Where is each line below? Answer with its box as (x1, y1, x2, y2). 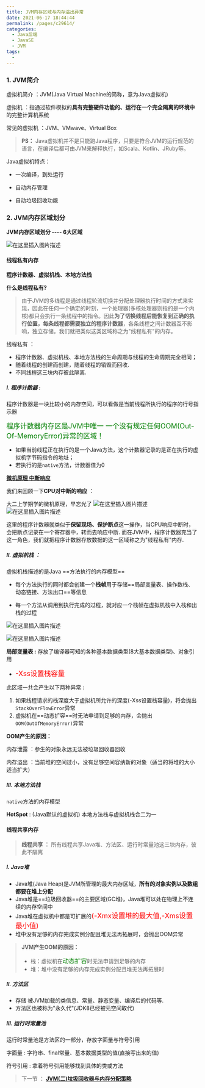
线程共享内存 (6, 826, 38, 833)
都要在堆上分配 (15, 887, 53, 895)
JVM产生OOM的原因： (21, 943, 79, 951)
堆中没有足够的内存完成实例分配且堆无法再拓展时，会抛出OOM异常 (15, 930, 184, 937)
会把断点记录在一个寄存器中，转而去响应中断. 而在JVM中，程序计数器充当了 (6, 528, 198, 536)
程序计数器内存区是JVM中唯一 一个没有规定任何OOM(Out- (6, 422, 195, 431)
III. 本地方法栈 (6, 781, 41, 788)
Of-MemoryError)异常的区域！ (6, 431, 104, 441)
